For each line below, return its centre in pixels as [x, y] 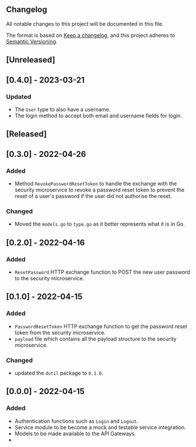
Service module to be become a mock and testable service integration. [100, 427]
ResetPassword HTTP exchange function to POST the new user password [102, 272]
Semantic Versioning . [32, 41]
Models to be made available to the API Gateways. [75, 433]
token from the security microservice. [60, 332]
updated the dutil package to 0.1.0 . [59, 373]
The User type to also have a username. [62, 109]
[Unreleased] [31, 60]
